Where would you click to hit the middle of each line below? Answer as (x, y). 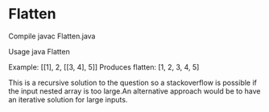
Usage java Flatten (39, 51)
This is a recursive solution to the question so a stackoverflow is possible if (133, 82)
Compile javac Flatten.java (52, 36)
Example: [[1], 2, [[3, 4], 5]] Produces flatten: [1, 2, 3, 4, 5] (104, 67)
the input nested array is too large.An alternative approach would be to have (134, 91)
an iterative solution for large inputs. (68, 99)
